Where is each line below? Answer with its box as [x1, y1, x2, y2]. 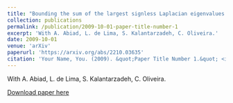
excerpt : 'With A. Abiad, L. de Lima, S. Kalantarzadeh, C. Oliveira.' [7, 29, 218, 37]
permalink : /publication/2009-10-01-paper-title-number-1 [7, 23, 178, 30]
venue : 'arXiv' [7, 42, 51, 49]
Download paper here [7, 88, 69, 96]
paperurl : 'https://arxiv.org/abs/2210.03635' [7, 49, 144, 56]
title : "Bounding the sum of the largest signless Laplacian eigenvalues [7, 10, 225, 17]
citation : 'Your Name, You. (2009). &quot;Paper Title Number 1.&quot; [7, 56, 218, 63]
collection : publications [7, 17, 82, 24]
